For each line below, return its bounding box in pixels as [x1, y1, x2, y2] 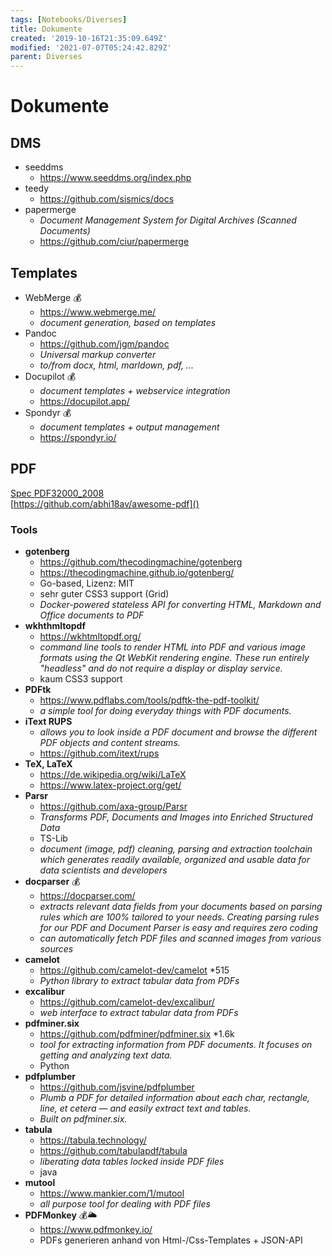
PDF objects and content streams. [39, 737, 181, 749]
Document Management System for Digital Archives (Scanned [39, 214, 297, 226]
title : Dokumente [10, 24, 83, 34]
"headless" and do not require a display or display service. [39, 662, 283, 675]
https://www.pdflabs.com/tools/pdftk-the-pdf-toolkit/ [39, 694, 260, 706]
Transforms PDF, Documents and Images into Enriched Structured [39, 811, 313, 823]
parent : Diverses [10, 52, 83, 62]
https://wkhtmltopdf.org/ [39, 631, 142, 643]
